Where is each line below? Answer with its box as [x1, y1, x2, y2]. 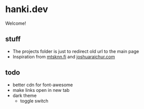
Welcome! [5, 20, 26, 26]
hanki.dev [5, 4, 48, 15]
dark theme [12, 92, 37, 98]
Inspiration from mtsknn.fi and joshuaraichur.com [12, 53, 115, 60]
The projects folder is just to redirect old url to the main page [12, 48, 139, 54]
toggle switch [20, 97, 49, 104]
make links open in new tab [12, 87, 70, 93]
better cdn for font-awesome [12, 82, 73, 88]
